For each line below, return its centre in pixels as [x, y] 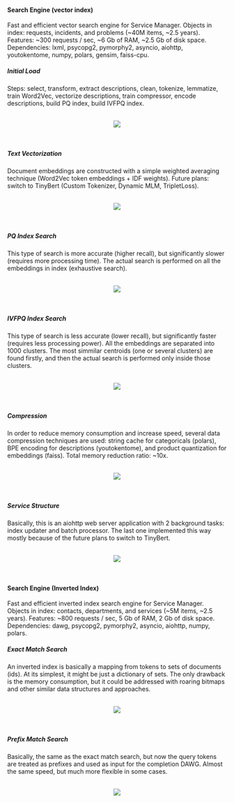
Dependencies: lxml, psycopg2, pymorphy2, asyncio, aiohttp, [95, 47]
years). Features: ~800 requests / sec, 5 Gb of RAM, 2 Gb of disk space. [111, 619]
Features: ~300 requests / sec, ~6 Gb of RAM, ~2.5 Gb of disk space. [107, 40]
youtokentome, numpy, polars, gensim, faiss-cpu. [78, 55]
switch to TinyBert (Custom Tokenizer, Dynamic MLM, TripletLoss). [103, 186]
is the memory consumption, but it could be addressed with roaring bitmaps [116, 682]
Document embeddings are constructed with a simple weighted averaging [113, 171]
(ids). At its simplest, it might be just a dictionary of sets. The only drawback [116, 675]
